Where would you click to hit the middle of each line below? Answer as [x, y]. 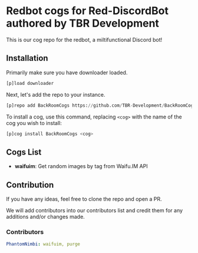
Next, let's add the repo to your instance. [56, 94]
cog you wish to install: [34, 123]
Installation [27, 58]
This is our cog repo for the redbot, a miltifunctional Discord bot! [84, 40]
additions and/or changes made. [46, 217]
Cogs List [24, 152]
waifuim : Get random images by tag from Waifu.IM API [81, 166]
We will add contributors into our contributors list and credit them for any [95, 210]
